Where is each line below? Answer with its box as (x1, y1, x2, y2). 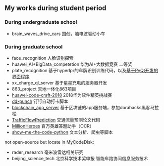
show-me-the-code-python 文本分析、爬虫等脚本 (11, 129, 113, 135)
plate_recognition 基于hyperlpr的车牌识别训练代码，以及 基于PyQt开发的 (11, 67, 159, 73)
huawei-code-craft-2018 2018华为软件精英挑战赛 (11, 92, 112, 98)
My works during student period (4, 4, 107, 12)
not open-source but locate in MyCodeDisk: (4, 139, 95, 145)
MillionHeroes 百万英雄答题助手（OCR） (11, 123, 95, 129)
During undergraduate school (4, 19, 77, 26)
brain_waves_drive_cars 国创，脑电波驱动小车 (11, 31, 106, 37)
